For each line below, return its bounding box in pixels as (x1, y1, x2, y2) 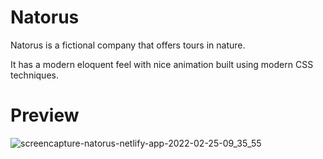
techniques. (10, 69, 59, 81)
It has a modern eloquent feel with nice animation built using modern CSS (10, 58, 314, 70)
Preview (10, 104, 80, 127)
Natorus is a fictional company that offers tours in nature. (10, 39, 246, 51)
